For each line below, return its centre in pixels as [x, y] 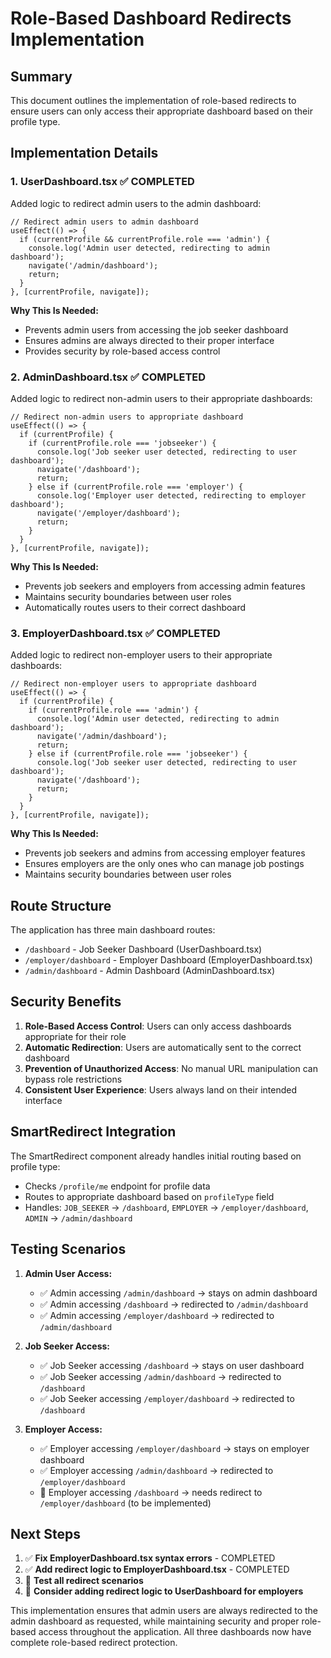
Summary [41, 76]
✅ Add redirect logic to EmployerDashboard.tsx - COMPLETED [157, 1569]
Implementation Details [84, 153]
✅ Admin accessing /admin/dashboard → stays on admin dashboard [178, 1293]
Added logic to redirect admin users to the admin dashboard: [136, 203]
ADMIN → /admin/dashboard [78, 1218]
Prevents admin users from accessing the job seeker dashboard [156, 329]
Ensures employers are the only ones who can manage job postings [164, 864]
